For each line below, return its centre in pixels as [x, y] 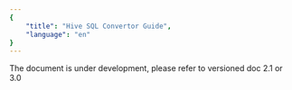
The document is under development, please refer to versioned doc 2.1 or [146, 68]
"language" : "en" [58, 34]
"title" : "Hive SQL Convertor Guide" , [99, 26]
